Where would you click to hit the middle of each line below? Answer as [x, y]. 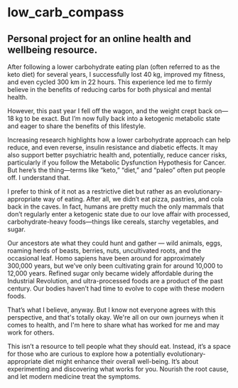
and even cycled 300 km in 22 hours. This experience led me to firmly [110, 82]
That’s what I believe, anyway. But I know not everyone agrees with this [112, 310]
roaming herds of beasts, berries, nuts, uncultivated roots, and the [104, 251]
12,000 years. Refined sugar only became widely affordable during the [110, 273]
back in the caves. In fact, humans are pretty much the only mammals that [116, 206]
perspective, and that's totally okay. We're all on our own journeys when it [115, 317]
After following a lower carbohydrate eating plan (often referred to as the [114, 67]
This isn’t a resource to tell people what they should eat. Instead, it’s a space [119, 346]
